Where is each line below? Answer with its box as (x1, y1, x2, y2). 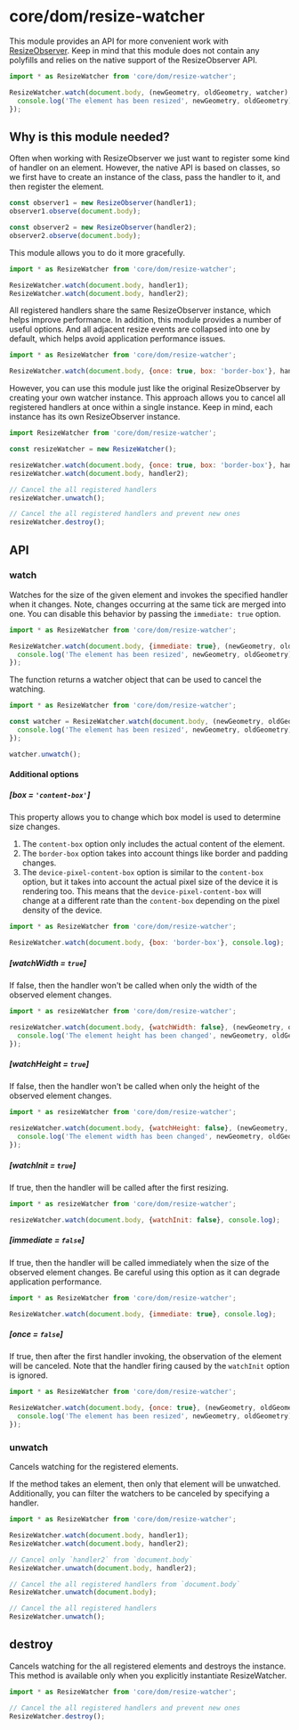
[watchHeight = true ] (9, 1059, 90, 1070)
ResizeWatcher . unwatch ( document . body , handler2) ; (9, 1563, 198, 1572)
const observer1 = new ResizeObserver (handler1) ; (9, 199, 198, 208)
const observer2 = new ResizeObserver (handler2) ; (9, 223, 198, 232)
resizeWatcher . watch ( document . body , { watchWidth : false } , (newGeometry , (9, 1022, 285, 1031)
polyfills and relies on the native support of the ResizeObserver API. (9, 54, 258, 65)
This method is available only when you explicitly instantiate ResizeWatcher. (9, 1669, 287, 1681)
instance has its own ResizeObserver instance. (9, 412, 181, 422)
